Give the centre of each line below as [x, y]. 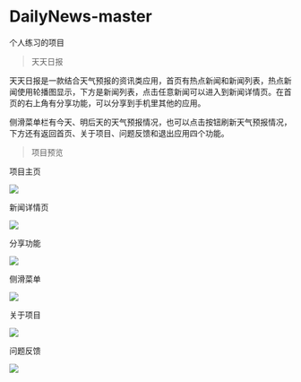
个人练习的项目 [37, 42]
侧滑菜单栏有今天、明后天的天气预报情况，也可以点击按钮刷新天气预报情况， [150, 122]
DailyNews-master [81, 17]
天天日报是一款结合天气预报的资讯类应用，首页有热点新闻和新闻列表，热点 [146, 80]
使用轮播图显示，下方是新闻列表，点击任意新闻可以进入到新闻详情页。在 [150, 91]
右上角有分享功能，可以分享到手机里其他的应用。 [115, 103]
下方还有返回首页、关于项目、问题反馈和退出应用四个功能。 [119, 133]
